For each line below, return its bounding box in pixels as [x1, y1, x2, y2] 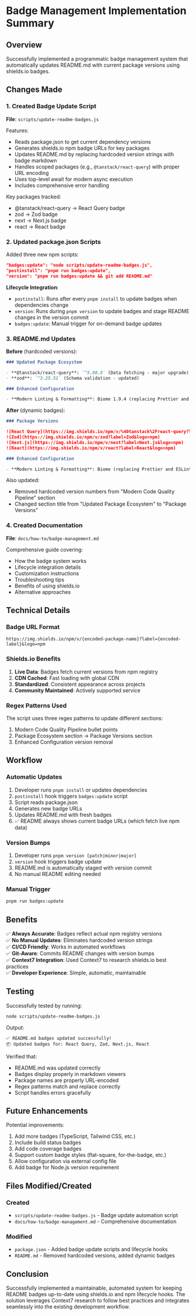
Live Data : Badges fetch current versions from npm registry [14, 668, 159, 675]
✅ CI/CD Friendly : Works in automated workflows [6, 943, 126, 950]
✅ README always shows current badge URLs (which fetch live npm [14, 817, 180, 824]
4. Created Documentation [6, 521, 83, 530]
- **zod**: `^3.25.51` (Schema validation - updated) [6, 375, 140, 381]
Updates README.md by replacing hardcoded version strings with [14, 150, 174, 157]
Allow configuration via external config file [14, 1157, 117, 1165]
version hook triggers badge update [14, 858, 102, 865]
